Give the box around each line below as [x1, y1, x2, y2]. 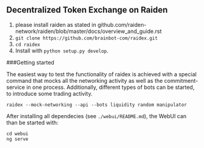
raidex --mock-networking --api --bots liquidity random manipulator [6, 102, 188, 108]
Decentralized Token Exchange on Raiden [6, 5, 168, 15]
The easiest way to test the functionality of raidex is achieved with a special [6, 70, 197, 78]
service [6, 83, 26, 91]
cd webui [6, 130, 29, 136]
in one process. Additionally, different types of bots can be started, [26, 83, 195, 91]
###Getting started [6, 58, 55, 66]
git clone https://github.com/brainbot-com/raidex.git [15, 35, 158, 41]
